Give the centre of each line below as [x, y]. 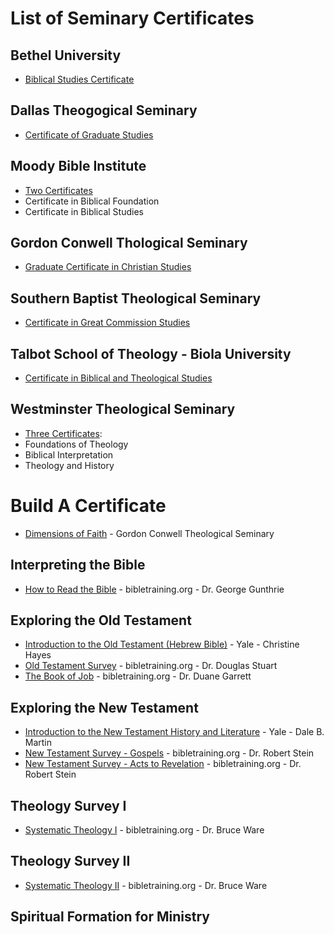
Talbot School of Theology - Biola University [151, 353]
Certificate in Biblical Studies [84, 211]
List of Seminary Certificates [132, 18]
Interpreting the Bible [78, 565]
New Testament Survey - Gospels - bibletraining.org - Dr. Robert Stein [169, 753]
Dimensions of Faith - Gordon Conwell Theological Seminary [149, 533]
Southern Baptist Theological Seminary [136, 298]
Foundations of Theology [76, 444]
